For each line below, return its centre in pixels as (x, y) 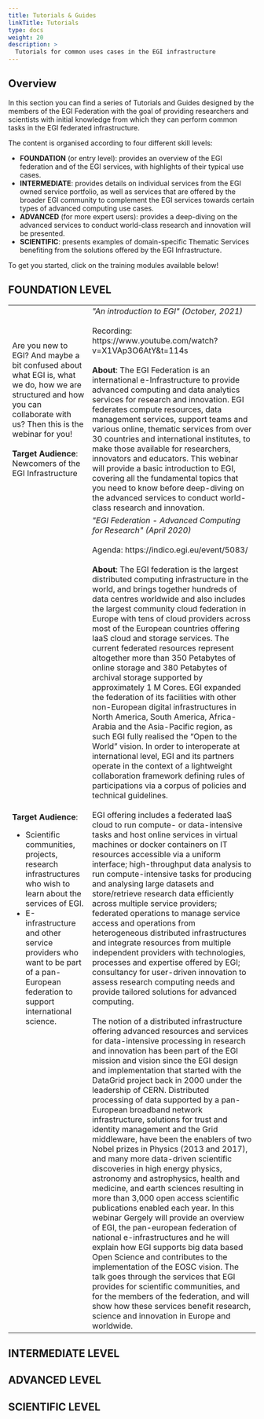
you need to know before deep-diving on (168, 488)
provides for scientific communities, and (166, 1286)
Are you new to (40, 345)
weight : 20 (26, 37)
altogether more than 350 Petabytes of (164, 658)
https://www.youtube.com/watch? (155, 340)
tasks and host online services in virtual (165, 834)
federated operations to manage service (166, 913)
